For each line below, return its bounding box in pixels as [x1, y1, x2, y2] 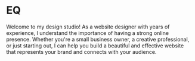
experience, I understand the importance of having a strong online [6, 29, 169, 36]
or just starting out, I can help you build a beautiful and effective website [6, 42, 184, 49]
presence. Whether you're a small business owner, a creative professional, [6, 36, 190, 43]
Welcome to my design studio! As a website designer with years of [6, 23, 170, 30]
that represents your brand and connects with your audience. [6, 48, 157, 55]
